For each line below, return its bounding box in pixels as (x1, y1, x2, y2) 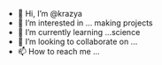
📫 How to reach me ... (17, 47, 100, 56)
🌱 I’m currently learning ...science (17, 27, 141, 37)
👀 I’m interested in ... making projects (17, 18, 153, 28)
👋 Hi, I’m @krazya (17, 9, 82, 18)
